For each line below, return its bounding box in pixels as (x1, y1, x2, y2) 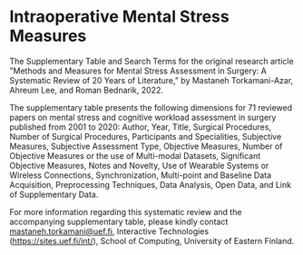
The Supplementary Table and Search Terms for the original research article (9, 55, 294, 66)
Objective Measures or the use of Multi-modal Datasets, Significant (9, 150, 261, 161)
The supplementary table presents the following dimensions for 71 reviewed (9, 102, 293, 113)
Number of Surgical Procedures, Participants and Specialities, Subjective (9, 131, 282, 142)
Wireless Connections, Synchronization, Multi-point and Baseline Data (9, 170, 272, 181)
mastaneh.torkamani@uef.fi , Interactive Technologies (9, 225, 210, 237)
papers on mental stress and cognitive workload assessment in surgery (9, 112, 277, 123)
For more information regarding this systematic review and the (9, 206, 242, 217)
